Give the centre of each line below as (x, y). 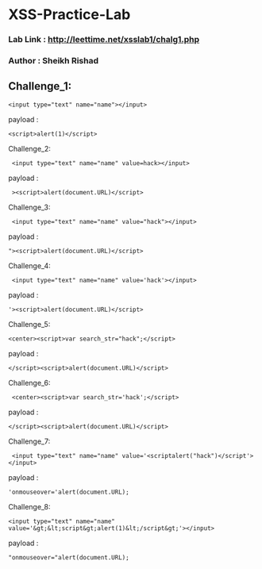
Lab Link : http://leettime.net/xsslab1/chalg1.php (104, 40)
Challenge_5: (29, 324)
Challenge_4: (29, 265)
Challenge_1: (40, 86)
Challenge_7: (29, 441)
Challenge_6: (29, 383)
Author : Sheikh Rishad (54, 61)
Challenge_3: (29, 207)
